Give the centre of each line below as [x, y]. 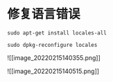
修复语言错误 [44, 14]
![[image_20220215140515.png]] [53, 71]
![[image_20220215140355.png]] [54, 58]
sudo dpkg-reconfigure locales [52, 45]
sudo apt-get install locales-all [57, 33]
